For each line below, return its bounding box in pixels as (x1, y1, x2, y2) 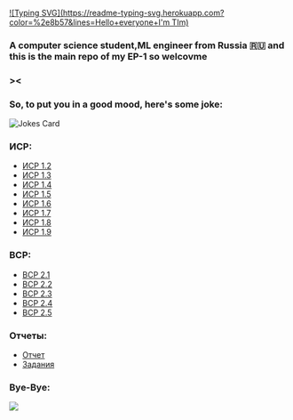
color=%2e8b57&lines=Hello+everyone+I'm (9, 17, 170, 28)
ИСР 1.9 (21, 227, 51, 238)
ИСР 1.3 (21, 170, 51, 181)
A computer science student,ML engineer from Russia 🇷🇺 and (9, 39, 285, 52)
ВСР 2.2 (21, 279, 53, 289)
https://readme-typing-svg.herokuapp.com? (62, 8, 225, 18)
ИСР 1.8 (21, 217, 51, 228)
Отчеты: (9, 329, 47, 342)
